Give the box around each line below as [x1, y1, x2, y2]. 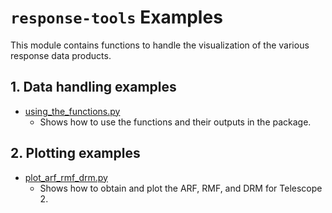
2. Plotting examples [10, 145, 141, 162]
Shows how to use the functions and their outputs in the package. [39, 116, 312, 128]
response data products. [10, 49, 112, 61]
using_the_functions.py [24, 105, 121, 117]
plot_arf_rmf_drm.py [24, 171, 108, 183]
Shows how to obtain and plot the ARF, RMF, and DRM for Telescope [39, 182, 323, 194]
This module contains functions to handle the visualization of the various [10, 39, 310, 51]
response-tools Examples [10, 6, 223, 29]
